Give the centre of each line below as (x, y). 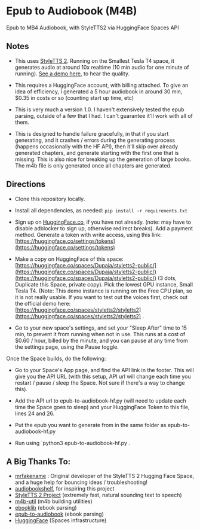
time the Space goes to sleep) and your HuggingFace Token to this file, (102, 407)
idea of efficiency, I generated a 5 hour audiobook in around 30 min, (99, 92)
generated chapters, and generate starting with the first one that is (97, 153)
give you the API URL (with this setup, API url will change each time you (103, 376)
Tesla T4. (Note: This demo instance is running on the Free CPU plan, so (104, 291)
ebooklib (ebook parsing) (46, 508)
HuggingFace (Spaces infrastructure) (61, 520)
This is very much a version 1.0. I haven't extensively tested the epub (99, 109)
